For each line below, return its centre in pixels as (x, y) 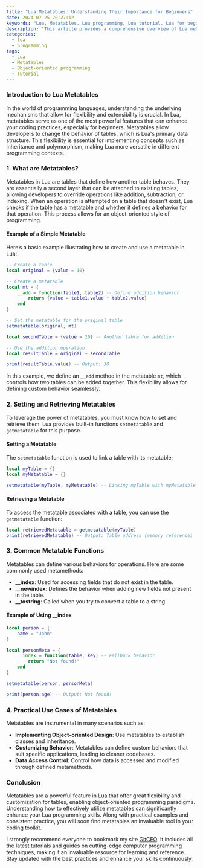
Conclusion (24, 782)
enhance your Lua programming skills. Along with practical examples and (98, 815)
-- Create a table (29, 265)
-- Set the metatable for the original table (64, 321)
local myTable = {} (31, 469)
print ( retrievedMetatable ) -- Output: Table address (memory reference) (100, 535)
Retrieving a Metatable (35, 499)
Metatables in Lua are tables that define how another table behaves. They (98, 181)
